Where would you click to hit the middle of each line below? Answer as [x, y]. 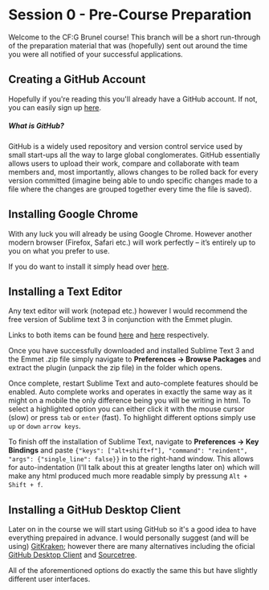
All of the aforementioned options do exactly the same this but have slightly [133, 571]
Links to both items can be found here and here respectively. [109, 335]
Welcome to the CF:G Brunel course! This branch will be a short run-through [134, 37]
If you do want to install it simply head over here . [89, 266]
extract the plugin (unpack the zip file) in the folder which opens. [116, 368]
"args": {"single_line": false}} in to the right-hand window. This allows [131, 459]
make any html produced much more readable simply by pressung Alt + [128, 476]
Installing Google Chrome [73, 215]
